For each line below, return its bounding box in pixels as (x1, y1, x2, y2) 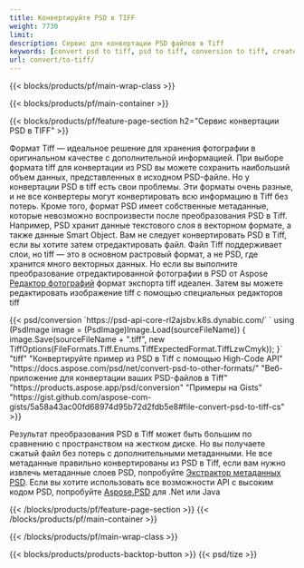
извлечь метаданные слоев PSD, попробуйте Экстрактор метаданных (9, 467, 281, 477)
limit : (9, 30, 34, 39)
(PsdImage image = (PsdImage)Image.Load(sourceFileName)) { (9, 324, 246, 335)
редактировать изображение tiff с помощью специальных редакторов (9, 288, 283, 298)
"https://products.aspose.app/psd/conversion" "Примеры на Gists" (9, 382, 262, 393)
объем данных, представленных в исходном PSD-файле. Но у (9, 171, 251, 182)
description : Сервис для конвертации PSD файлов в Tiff (9, 38, 224, 48)
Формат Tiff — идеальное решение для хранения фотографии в (9, 142, 256, 153)
